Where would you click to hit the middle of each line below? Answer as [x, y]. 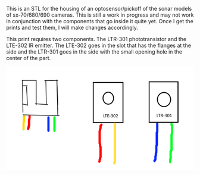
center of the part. [29, 58]
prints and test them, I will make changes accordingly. [72, 27]
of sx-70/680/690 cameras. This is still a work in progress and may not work [100, 15]
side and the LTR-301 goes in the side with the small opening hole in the [94, 52]
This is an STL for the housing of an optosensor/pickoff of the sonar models [99, 9]
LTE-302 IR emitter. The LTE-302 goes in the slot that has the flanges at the [99, 45]
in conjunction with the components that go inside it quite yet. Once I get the [100, 21]
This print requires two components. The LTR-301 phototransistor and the [96, 39]
